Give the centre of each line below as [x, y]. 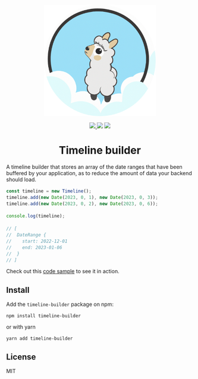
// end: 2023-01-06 [34, 247]
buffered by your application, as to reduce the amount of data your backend [99, 173]
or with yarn [21, 327]
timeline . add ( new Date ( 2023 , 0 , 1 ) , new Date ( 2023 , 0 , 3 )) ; [82, 197]
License [21, 357]
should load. [21, 179]
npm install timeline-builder [44, 316]
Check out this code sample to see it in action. [63, 271]
